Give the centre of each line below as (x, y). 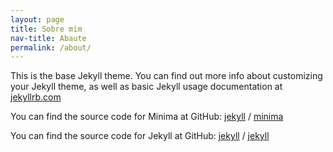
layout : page (37, 19)
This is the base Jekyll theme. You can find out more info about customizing (166, 76)
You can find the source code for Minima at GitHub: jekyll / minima (147, 117)
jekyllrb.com (36, 97)
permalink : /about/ (51, 47)
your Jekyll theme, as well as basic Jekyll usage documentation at (146, 87)
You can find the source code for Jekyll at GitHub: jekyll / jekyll (140, 136)
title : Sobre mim (46, 29)
